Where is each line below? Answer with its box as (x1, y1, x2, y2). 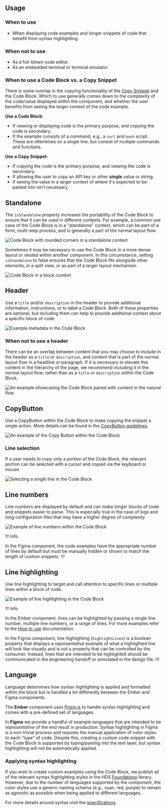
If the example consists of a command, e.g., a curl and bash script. (12, 133, 149, 139)
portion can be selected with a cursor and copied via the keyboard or (5, 461, 147, 467)
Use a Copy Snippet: (5, 154, 48, 160)
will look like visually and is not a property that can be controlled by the (5, 645, 150, 651)
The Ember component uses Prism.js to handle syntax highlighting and (5, 704, 150, 710)
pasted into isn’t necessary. (12, 184, 69, 190)
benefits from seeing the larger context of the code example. (5, 104, 130, 110)
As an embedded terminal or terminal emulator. (12, 64, 109, 70)
